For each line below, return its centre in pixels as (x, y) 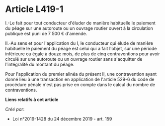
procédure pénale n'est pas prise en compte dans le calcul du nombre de (80, 84)
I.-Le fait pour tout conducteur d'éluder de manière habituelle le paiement (80, 23)
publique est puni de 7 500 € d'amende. (46, 33)
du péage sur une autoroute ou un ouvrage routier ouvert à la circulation (79, 28)
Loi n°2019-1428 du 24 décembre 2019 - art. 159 (62, 119)
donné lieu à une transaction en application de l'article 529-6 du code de (80, 79)
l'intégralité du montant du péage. (40, 64)
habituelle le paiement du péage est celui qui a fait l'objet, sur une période (81, 48)
